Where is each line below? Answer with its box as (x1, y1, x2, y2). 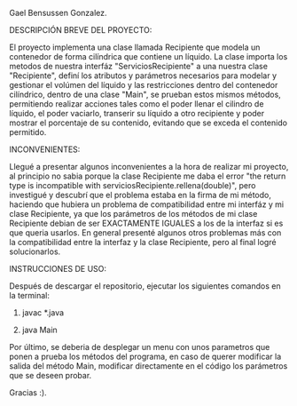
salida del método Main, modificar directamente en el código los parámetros (9, 361, 288, 371)
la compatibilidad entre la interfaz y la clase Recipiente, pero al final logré (9, 237, 277, 247)
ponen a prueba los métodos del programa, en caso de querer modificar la (9, 351, 282, 362)
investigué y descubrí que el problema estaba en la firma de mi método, (9, 190, 272, 200)
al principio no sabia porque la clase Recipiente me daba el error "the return (9, 171, 286, 181)
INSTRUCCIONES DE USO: (9, 264, 107, 274)
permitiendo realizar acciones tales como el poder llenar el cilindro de (9, 99, 264, 109)
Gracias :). (9, 387, 47, 398)
